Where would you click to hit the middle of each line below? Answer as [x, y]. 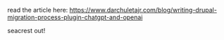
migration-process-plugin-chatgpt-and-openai [75, 17]
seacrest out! [26, 31]
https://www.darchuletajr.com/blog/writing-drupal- [143, 10]
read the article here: [38, 10]
